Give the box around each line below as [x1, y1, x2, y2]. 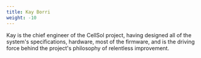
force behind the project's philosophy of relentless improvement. [6, 44, 170, 52]
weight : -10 [6, 15, 37, 21]
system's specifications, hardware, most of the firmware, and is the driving [6, 38, 196, 45]
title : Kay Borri [6, 9, 51, 15]
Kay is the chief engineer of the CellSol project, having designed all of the [6, 31, 192, 38]
